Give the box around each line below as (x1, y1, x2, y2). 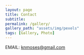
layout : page (5, 7, 32, 12)
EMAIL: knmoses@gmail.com (5, 44, 65, 50)
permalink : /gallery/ (5, 21, 50, 26)
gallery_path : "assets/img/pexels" (5, 26, 79, 31)
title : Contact (5, 12, 37, 17)
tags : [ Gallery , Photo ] (5, 30, 55, 35)
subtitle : (5, 16, 26, 21)
